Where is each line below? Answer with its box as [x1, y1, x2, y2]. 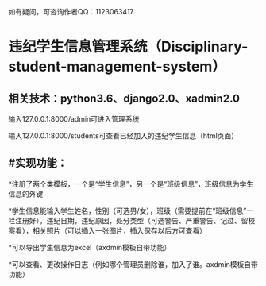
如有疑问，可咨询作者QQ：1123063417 [8, 7, 134, 16]
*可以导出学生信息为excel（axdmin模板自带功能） [8, 242, 172, 252]
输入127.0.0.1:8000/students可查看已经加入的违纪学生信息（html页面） [8, 131, 239, 141]
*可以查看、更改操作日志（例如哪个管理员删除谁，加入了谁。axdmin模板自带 [8, 259, 258, 269]
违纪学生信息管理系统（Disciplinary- [8, 38, 249, 56]
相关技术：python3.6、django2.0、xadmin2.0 [8, 91, 241, 105]
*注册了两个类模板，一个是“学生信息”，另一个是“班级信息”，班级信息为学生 [8, 179, 254, 188]
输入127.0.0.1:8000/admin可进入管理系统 [8, 114, 140, 123]
